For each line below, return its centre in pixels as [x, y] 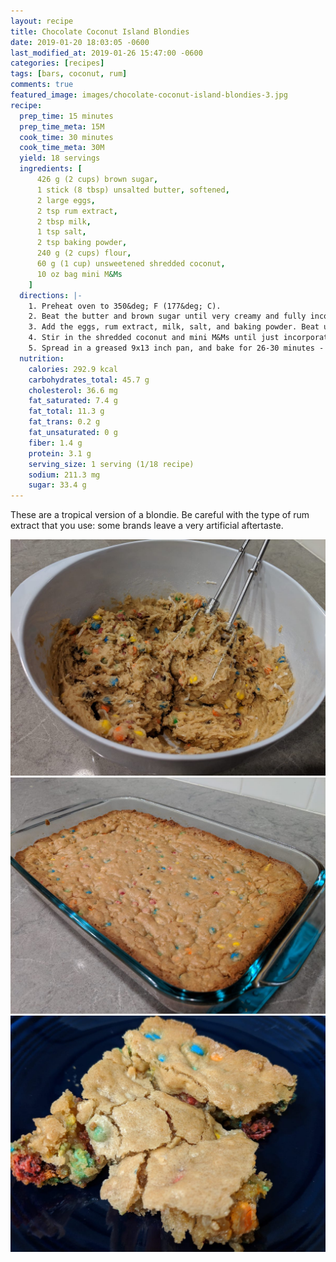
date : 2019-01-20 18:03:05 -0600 [80, 42]
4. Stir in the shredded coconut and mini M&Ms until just [154, 338]
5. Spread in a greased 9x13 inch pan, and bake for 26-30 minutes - [176, 348]
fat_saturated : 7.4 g [73, 401]
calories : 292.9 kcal [73, 369]
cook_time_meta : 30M [62, 148]
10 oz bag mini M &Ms [79, 274]
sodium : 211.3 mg [64, 475]
